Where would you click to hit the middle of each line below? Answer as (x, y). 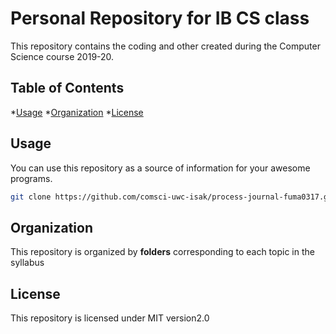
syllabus (27, 263)
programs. (31, 178)
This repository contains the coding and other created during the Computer (165, 46)
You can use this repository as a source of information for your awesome (160, 168)
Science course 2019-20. (62, 56)
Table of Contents (67, 88)
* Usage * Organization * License (77, 112)
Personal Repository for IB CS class (160, 18)
